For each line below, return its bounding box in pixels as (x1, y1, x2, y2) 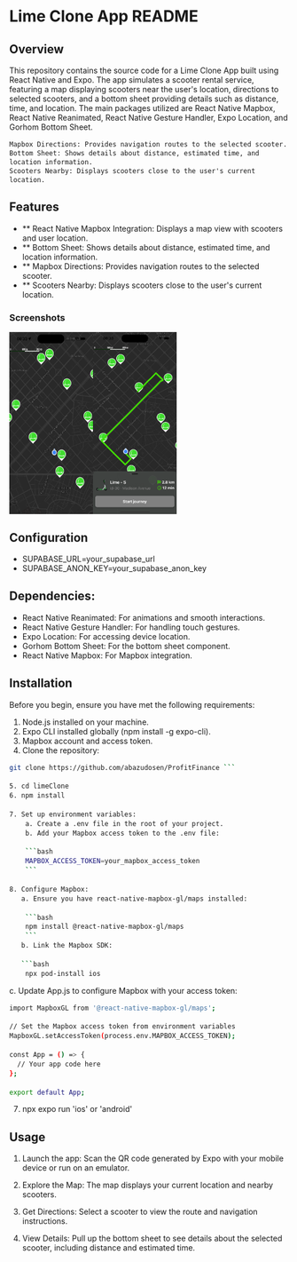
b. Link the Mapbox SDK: (20, 941, 113, 950)
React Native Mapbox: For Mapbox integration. (21, 650, 192, 661)
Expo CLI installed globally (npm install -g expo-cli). (21, 726, 211, 736)
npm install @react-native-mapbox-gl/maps (25, 922, 184, 932)
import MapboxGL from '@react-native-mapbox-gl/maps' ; (9, 1004, 216, 1012)
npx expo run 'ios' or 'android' (21, 1104, 133, 1115)
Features (9, 200, 59, 215)
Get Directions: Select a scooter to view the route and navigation (21, 1206, 259, 1218)
